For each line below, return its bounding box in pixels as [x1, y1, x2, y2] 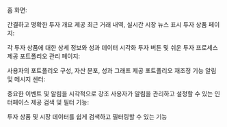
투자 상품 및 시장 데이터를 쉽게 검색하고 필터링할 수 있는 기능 [7, 113, 168, 121]
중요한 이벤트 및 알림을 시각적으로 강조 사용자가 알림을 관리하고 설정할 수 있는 [7, 89, 213, 98]
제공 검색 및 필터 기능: [30, 98, 90, 106]
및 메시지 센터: [7, 75, 46, 83]
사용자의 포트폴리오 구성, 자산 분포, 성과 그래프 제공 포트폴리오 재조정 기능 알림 [7, 67, 217, 74]
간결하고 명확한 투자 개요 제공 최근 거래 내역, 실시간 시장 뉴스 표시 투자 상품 [7, 20, 207, 29]
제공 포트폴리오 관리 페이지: [7, 52, 81, 60]
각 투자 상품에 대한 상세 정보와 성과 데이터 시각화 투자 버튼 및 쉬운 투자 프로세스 [7, 44, 219, 51]
